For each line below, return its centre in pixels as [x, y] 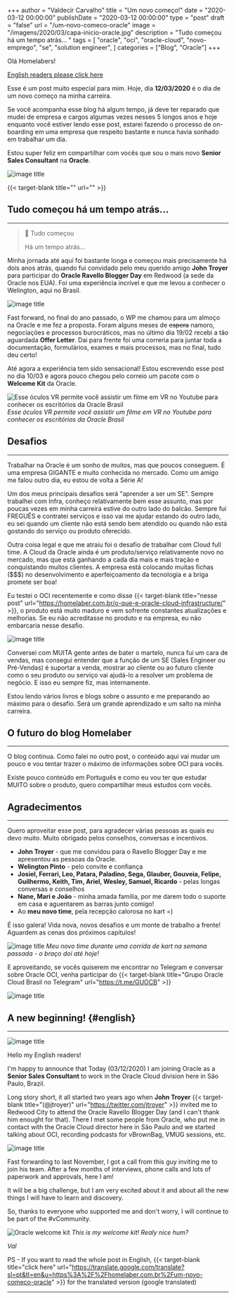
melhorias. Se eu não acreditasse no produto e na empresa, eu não [104, 618]
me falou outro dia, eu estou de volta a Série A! [75, 480]
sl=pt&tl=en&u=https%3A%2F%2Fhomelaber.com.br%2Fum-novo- [105, 1275]
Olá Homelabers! [32, 61]
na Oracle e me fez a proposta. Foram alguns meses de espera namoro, [111, 325]
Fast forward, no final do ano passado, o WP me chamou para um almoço [114, 317]
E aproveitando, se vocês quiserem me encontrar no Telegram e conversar [115, 967]
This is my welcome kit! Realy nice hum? [130, 1233]
